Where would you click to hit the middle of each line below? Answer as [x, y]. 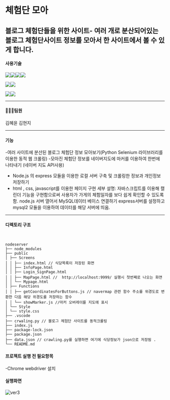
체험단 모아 [27, 10]
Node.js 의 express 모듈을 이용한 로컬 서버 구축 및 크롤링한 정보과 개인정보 [87, 176]
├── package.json [24, 335]
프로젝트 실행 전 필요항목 [29, 356]
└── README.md [20, 344]
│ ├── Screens [20, 258]
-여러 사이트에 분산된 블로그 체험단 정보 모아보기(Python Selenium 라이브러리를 [84, 152]
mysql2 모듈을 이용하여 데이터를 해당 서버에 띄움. [61, 208]
